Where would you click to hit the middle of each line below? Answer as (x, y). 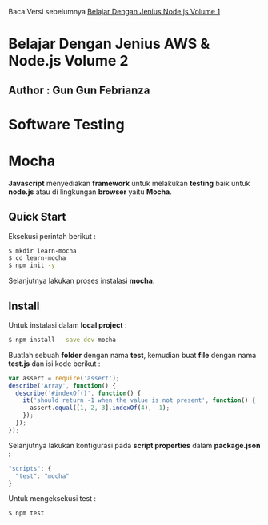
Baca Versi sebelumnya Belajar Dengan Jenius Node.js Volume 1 (114, 12)
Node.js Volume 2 (68, 61)
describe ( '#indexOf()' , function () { (78, 393)
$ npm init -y (32, 266)
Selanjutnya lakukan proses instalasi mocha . (82, 281)
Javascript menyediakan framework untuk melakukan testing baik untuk (129, 183)
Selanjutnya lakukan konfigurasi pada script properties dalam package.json (134, 445)
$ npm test (26, 513)
